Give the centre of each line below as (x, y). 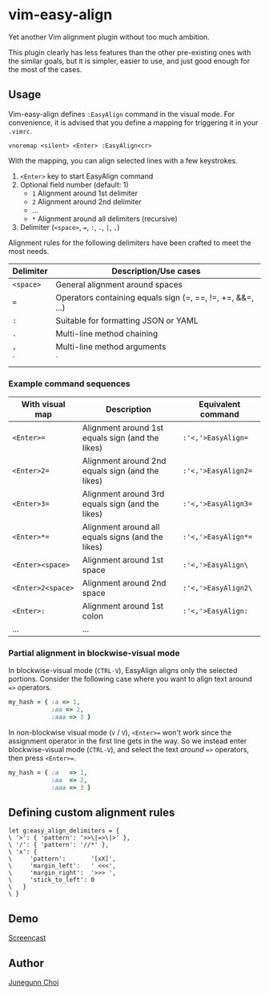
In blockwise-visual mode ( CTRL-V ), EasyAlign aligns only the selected (123, 671)
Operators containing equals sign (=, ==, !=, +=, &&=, (155, 297)
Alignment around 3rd (123, 494)
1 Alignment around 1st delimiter (85, 193)
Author (26, 963)
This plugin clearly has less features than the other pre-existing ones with (130, 52)
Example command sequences (69, 384)
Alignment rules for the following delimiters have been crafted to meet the (130, 243)
